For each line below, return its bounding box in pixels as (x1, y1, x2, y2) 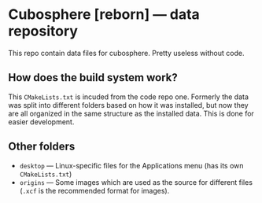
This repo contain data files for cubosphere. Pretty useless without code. (8, 48, 245, 57)
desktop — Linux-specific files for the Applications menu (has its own (19, 161, 244, 170)
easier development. (8, 116, 75, 127)
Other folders (8, 140, 76, 153)
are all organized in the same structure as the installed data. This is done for (8, 109, 254, 118)
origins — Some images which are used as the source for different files (19, 177, 253, 186)
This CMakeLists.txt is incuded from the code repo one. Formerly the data (8, 92, 249, 101)
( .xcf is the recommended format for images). (19, 186, 170, 195)
